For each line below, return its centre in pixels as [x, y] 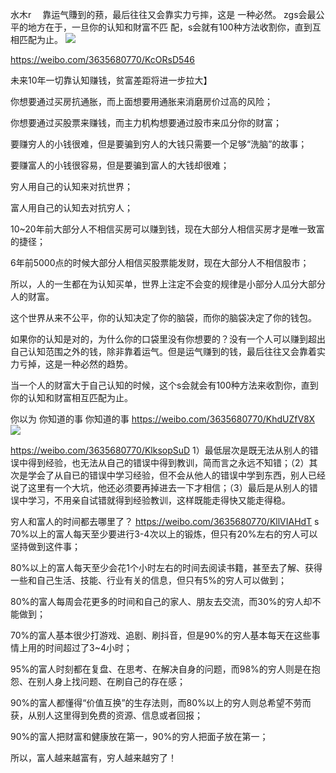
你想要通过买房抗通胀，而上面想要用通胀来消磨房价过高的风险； [141, 101]
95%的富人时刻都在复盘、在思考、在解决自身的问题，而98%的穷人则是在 [161, 669]
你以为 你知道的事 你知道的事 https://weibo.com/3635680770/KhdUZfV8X [163, 419]
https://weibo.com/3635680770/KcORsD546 [103, 59]
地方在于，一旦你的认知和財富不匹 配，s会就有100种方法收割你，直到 [170, 27]
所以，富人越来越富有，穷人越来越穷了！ [93, 757]
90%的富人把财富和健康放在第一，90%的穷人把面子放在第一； [139, 736]
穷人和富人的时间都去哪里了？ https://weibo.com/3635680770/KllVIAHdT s [165, 521]
